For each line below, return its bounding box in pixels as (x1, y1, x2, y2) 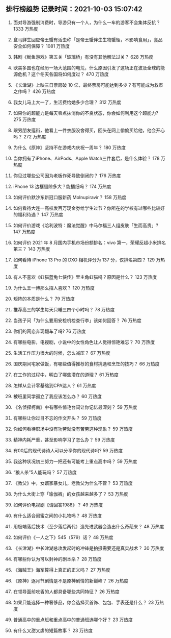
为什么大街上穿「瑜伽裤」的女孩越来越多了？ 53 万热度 (13, 490, 129, 497)
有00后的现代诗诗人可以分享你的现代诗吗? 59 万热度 (13, 447, 123, 453)
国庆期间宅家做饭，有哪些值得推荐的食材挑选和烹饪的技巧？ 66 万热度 (13, 360, 160, 366)
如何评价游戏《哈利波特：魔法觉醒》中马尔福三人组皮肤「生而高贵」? (13, 222, 158, 228)
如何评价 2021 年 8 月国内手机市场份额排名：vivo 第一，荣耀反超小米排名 (13, 239, 166, 246)
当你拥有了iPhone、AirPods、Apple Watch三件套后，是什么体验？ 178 (13, 155, 160, 161)
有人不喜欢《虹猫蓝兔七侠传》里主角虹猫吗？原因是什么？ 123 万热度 (13, 274, 157, 280)
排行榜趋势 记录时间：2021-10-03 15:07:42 (6, 5, 143, 14)
